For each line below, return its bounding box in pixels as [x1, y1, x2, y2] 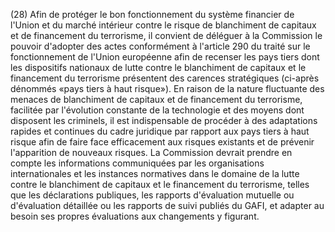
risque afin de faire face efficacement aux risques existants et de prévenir [10, 136, 315, 148]
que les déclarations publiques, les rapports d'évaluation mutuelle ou [10, 189, 295, 201]
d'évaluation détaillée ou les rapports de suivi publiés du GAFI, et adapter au [10, 200, 325, 211]
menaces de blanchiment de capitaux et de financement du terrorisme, [10, 94, 303, 105]
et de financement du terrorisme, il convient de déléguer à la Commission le [10, 30, 323, 41]
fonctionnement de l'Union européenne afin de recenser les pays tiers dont [10, 51, 320, 63]
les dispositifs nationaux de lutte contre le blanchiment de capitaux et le [10, 62, 307, 73]
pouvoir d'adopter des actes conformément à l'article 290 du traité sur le [10, 40, 311, 52]
